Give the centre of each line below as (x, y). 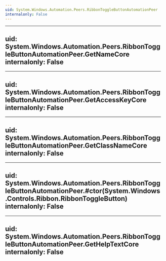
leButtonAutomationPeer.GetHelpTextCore (72, 244)
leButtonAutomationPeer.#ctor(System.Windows (83, 191)
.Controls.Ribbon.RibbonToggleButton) (66, 199)
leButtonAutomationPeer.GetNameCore (67, 54)
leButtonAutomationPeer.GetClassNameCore (76, 145)
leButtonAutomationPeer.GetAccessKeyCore (76, 100)
